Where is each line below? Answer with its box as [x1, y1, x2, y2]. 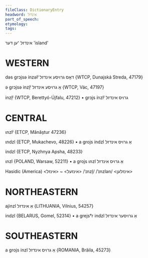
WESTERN [5, 57, 49, 69]
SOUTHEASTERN [5, 230, 78, 242]
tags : [5, 26, 17, 31]
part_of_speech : [5, 17, 39, 22]
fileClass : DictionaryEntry [5, 7, 64, 13]
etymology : [5, 21, 28, 27]
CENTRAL [5, 113, 47, 124]
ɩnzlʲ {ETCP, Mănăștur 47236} [5, 129, 67, 135]
